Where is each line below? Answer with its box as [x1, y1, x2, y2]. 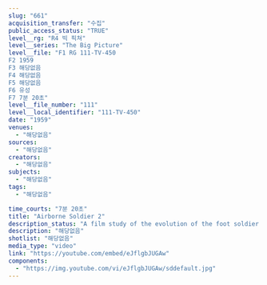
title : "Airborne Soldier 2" [8, 212, 106, 220]
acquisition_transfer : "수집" [8, 19, 106, 27]
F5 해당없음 [8, 78, 42, 86]
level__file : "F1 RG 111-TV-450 [8, 49, 116, 57]
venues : [8, 123, 34, 131]
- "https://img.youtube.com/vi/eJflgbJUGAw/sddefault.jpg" [15, 264, 217, 272]
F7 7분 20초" [8, 94, 49, 102]
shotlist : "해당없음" [8, 235, 74, 243]
